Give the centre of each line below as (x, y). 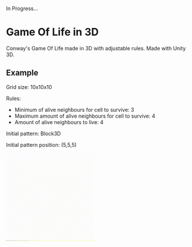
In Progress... (22, 8)
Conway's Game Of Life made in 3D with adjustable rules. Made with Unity (96, 48)
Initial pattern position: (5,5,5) (42, 145)
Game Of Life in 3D (52, 32)
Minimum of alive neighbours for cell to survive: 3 (74, 109)
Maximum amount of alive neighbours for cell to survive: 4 (85, 116)
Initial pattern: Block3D (34, 133)
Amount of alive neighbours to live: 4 (59, 122)
